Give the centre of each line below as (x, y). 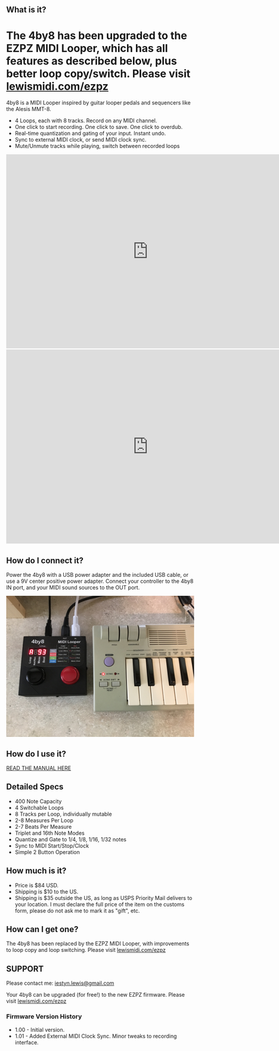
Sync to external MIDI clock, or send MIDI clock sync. (80, 140)
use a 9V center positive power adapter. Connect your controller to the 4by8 (100, 581)
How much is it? (36, 871)
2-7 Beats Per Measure (43, 826)
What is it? (26, 10)
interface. (27, 1042)
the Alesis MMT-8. (29, 109)
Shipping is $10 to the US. (46, 892)
